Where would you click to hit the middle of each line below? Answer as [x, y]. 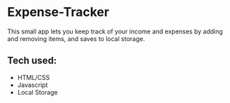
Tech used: [32, 61]
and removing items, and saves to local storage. [76, 38]
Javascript [33, 85]
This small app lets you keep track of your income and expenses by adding [115, 31]
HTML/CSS [34, 77]
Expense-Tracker [58, 12]
